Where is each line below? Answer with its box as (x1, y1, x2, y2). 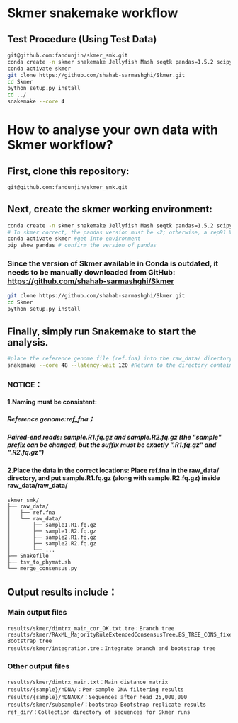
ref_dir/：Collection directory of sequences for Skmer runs (7, 709, 191, 716)
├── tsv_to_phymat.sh (7, 559, 72, 566)
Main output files (7, 608, 67, 617)
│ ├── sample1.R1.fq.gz (7, 522, 97, 529)
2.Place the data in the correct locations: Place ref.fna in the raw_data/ (7, 466, 220, 474)
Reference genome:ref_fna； (7, 414, 95, 423)
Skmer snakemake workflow (7, 5, 178, 21)
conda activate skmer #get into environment (7, 235, 141, 242)
